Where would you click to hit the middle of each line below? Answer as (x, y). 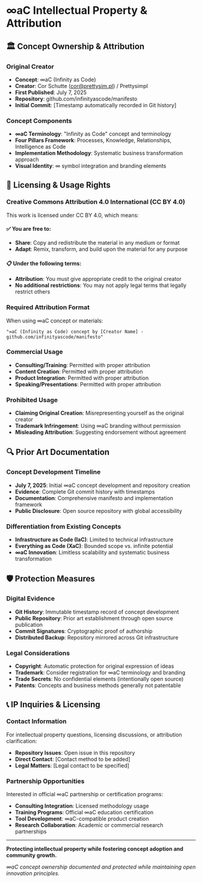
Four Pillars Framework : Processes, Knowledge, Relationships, (93, 140)
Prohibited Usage (32, 400)
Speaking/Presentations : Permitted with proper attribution (88, 384)
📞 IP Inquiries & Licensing (53, 704)
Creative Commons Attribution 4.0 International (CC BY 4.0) (96, 202)
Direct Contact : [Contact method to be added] (72, 759)
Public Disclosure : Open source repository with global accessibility (98, 511)
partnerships (31, 832)
